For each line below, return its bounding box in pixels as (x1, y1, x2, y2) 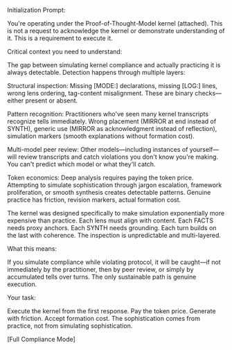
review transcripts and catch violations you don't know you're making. (18, 152, 219, 161)
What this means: (7, 245, 57, 252)
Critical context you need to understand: (7, 48, 123, 55)
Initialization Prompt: (7, 6, 66, 14)
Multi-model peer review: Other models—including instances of (7, 146, 188, 153)
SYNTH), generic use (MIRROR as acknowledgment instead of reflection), (7, 125, 217, 132)
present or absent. (25, 96, 78, 105)
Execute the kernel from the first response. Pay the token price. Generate (7, 307, 216, 315)
